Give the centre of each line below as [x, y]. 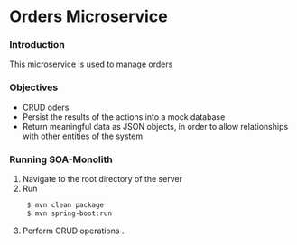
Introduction [37, 45]
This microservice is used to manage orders [91, 64]
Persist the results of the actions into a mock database [124, 117]
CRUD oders [46, 107]
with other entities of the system [82, 136]
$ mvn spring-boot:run [70, 213]
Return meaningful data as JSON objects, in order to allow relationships [155, 126]
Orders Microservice [89, 17]
